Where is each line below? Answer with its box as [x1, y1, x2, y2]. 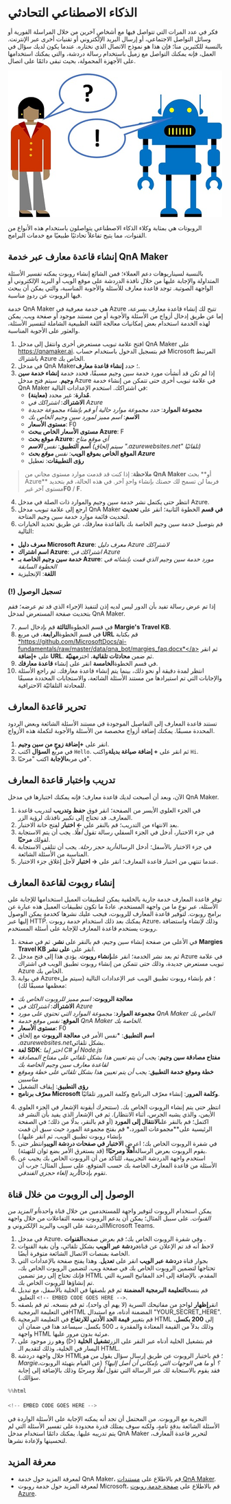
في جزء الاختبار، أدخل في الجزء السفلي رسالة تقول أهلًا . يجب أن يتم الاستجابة [17, 828, 215, 836]
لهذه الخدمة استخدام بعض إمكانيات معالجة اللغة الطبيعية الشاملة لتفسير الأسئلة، [8, 319, 210, 327]
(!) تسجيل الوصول [8, 586, 62, 596]
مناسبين [17, 1075, 38, 1084]
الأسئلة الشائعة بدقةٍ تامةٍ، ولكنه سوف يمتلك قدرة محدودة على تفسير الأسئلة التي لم [8, 1422, 220, 1430]
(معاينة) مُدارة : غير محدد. [27, 390, 91, 399]
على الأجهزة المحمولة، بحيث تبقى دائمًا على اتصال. [8, 56, 136, 65]
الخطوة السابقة [17, 562, 58, 570]
